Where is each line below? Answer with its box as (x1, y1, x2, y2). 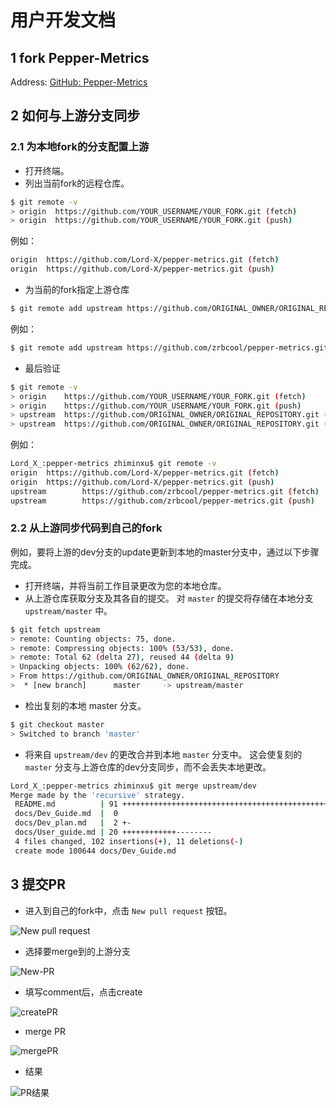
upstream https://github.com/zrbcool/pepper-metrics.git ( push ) (10, 496, 315, 506)
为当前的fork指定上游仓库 (24, 284, 130, 296)
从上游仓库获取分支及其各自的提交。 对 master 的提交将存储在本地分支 (24, 592, 314, 604)
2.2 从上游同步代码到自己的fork (10, 521, 163, 535)
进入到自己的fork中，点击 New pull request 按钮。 (24, 904, 233, 916)
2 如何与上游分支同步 (10, 107, 141, 125)
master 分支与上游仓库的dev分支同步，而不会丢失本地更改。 (24, 761, 272, 773)
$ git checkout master (10, 719, 105, 730)
